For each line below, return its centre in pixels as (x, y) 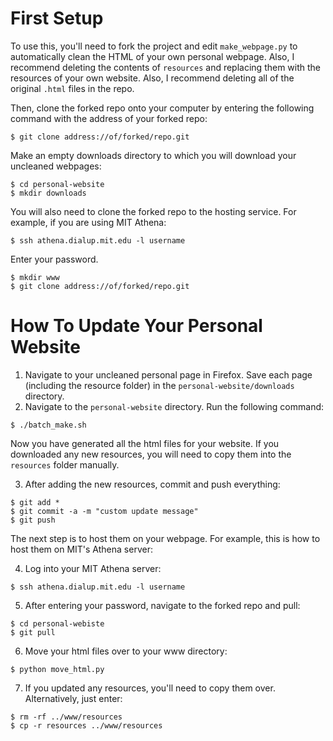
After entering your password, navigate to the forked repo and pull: (162, 605)
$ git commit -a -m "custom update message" (104, 511)
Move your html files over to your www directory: (126, 651)
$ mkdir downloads (48, 193)
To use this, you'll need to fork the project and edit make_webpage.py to (154, 46)
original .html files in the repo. (72, 88)
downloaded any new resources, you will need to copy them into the (151, 454)
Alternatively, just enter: (73, 698)
